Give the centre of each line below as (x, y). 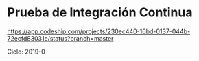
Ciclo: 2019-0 (26, 52)
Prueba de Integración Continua (100, 13)
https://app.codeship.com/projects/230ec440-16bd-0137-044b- (99, 31)
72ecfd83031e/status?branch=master (60, 38)
